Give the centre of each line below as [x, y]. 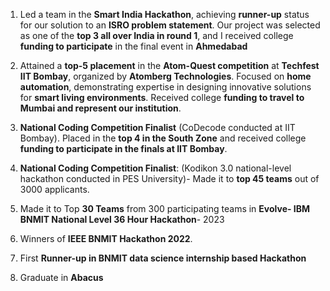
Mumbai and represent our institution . [100, 108]
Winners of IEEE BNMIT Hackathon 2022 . [106, 238]
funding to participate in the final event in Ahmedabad [133, 46]
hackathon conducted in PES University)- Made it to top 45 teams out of [169, 178]
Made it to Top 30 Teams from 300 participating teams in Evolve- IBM [165, 208]
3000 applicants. [54, 189]
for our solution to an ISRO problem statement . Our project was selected [170, 25]
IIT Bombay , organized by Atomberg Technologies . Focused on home [165, 76]
